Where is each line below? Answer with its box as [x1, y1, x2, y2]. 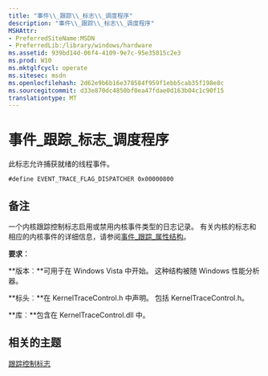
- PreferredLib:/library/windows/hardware [8, 42, 152, 50]
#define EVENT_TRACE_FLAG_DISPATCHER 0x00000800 [8, 175, 174, 183]
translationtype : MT [8, 94, 78, 102]
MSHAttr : [8, 27, 38, 35]
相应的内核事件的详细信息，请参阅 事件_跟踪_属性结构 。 [8, 232, 191, 241]
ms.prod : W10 [8, 57, 52, 65]
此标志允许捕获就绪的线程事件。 [8, 159, 114, 169]
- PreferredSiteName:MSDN [8, 34, 95, 43]
